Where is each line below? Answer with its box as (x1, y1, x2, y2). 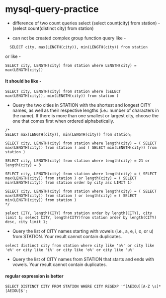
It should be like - (5, 78, 42, 84)
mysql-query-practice (5, 3, 99, 15)
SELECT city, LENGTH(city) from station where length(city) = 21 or (5, 158, 150, 163)
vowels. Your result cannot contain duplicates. (12, 262, 107, 268)
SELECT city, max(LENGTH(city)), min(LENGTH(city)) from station (9, 44, 148, 49)
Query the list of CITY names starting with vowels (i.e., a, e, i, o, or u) (12, 228, 154, 234)
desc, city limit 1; (5, 220, 48, 225)
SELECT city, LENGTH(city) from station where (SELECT (5, 89, 121, 94)
